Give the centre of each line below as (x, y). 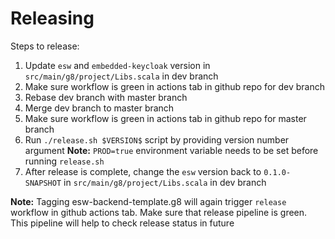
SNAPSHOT (43, 183)
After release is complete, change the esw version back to (143, 171)
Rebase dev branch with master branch (106, 97)
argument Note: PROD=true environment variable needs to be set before (171, 150)
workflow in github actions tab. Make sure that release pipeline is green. (159, 212)
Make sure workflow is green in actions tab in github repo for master (165, 118)
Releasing (52, 18)
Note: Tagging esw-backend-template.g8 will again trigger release (148, 201)
